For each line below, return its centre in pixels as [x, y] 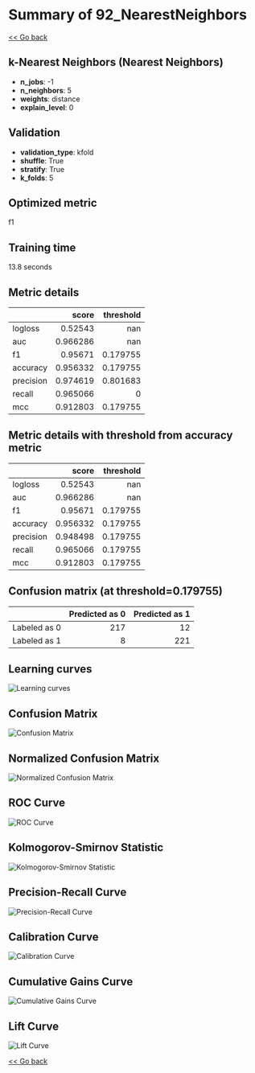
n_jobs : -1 [37, 81]
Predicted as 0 [97, 614]
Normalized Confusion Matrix [84, 758]
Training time [42, 247]
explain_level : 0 [47, 107]
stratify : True [42, 169]
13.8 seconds [30, 267]
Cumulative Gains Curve [71, 982]
